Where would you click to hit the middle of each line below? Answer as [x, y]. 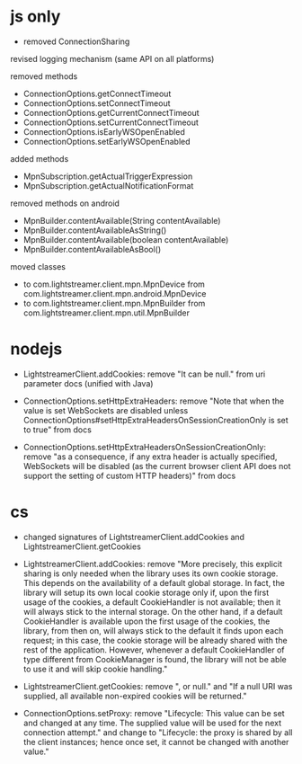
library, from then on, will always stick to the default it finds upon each [153, 630]
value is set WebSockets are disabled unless [106, 410]
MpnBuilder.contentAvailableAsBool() [92, 249]
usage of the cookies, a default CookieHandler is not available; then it [152, 602]
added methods [40, 158]
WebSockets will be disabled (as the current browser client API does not [157, 466]
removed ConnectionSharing [76, 41]
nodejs [36, 349]
